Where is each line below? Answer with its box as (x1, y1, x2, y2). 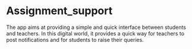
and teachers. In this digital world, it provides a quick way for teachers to (6, 30, 185, 37)
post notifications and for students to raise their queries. (6, 36, 144, 43)
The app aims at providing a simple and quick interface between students (6, 24, 186, 31)
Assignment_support (6, 4, 113, 18)
